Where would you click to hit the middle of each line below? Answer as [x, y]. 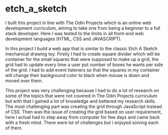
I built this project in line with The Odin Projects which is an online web [78, 23]
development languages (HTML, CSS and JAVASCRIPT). [63, 39]
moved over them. [24, 81]
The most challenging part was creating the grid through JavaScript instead [83, 106]
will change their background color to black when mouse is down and [77, 75]
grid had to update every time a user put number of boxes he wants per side [84, 64]
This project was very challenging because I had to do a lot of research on [82, 90]
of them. [14, 128]
